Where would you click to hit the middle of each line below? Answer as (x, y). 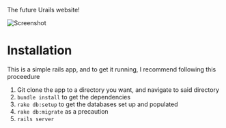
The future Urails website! (43, 10)
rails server (36, 119)
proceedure (24, 76)
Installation (40, 51)
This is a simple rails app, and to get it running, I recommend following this (112, 69)
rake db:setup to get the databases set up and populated (97, 104)
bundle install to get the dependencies (74, 97)
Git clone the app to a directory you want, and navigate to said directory (118, 90)
